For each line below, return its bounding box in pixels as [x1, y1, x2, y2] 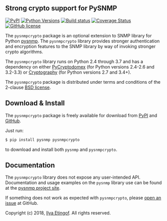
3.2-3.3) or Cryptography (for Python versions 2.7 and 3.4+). [5, 69, 132, 75]
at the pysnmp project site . [5, 185, 61, 191]
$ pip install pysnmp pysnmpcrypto [5, 137, 80, 142]
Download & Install [5, 99, 65, 107]
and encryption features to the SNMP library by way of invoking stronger [5, 43, 156, 49]
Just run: [5, 127, 24, 133]
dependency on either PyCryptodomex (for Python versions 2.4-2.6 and [5, 64, 155, 70]
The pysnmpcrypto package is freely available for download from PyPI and [5, 112, 157, 118]
